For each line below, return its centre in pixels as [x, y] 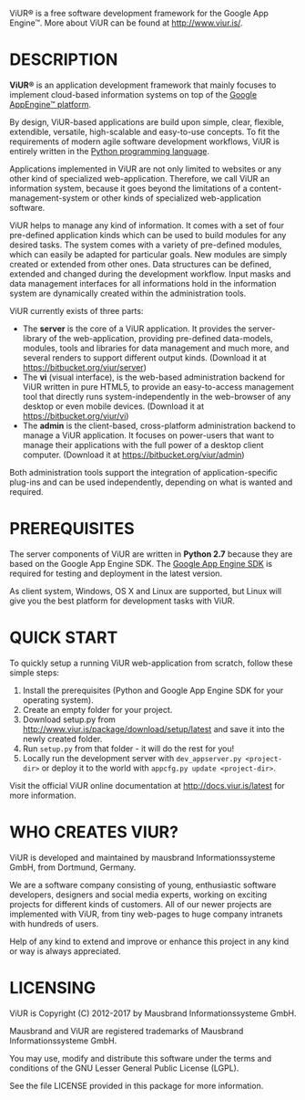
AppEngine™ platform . [50, 104]
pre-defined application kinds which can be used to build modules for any [148, 235]
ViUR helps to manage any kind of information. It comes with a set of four [147, 225]
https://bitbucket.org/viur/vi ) [76, 415]
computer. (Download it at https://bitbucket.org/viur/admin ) [133, 455]
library [35, 338]
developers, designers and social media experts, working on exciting [138, 895]
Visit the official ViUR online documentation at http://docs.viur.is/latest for [147, 785]
